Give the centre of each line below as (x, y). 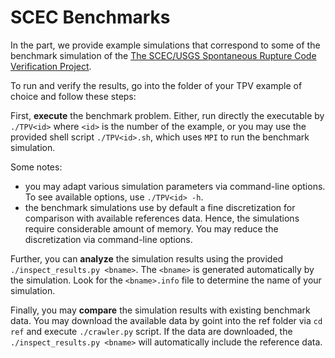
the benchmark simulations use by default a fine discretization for (160, 207)
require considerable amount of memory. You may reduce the (151, 228)
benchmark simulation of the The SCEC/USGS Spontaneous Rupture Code (163, 55)
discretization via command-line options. (108, 239)
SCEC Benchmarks (90, 17)
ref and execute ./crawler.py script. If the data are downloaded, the (151, 331)
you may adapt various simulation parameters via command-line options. (175, 186)
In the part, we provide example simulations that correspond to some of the (165, 45)
